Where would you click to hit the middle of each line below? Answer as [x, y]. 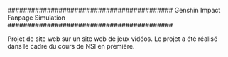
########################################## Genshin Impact [114, 10]
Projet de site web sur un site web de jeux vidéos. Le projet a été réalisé [113, 39]
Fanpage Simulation [37, 18]
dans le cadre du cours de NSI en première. [71, 46]
